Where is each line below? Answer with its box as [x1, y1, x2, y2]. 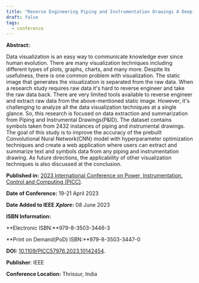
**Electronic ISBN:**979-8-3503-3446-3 [6, 224, 110, 232]
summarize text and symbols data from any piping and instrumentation [6, 148, 179, 155]
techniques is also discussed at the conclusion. [6, 161, 122, 168]
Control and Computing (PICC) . [6, 178, 83, 185]
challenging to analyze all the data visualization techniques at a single [6, 103, 177, 111]
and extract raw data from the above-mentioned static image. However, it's [6, 98, 190, 105]
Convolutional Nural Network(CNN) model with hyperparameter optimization [6, 135, 193, 143]
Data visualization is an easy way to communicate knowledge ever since [6, 53, 183, 60]
